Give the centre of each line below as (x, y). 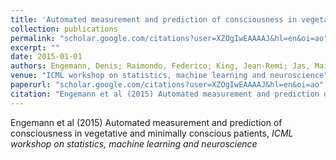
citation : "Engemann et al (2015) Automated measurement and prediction (165, 94)
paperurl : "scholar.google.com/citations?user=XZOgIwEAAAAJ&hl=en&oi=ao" (167, 85)
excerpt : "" (35, 47)
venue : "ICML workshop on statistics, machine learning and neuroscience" (169, 76)
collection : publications (64, 29)
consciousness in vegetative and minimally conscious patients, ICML (152, 133)
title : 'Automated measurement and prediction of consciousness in (154, 19)
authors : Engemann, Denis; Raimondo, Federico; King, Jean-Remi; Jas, (160, 66)
